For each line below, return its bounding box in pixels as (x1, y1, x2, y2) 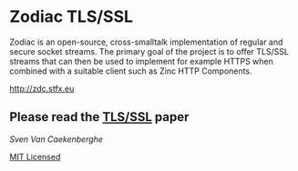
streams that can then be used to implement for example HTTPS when (9, 55, 273, 66)
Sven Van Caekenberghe (9, 134, 103, 145)
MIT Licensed (9, 151, 61, 162)
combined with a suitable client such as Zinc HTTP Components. (9, 65, 252, 76)
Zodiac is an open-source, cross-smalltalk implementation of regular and (9, 36, 283, 47)
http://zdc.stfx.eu (9, 83, 75, 94)
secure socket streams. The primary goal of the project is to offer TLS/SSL (9, 45, 290, 56)
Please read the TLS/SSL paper (9, 109, 190, 125)
